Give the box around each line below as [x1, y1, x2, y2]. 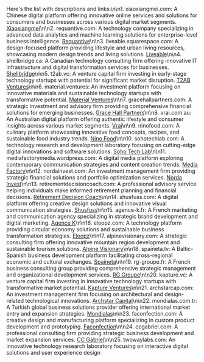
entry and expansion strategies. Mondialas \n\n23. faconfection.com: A [6, 310, 183, 317]
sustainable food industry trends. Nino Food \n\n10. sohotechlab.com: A [6, 135, 185, 142]
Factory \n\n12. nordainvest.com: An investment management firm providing [6, 167, 196, 175]
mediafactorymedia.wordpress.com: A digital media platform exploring [6, 154, 183, 161]
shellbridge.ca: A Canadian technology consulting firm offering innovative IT [6, 57, 198, 64]
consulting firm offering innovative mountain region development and [6, 239, 180, 246]
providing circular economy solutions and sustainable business [6, 226, 164, 233]
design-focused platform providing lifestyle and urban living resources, [6, 44, 185, 51]
